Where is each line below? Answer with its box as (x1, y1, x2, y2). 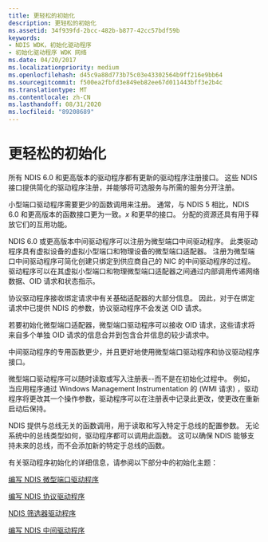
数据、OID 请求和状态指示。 (8, 276, 100, 285)
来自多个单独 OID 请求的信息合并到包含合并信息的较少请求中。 (8, 330, 214, 340)
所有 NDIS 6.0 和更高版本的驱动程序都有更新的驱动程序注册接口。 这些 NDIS (8, 172, 258, 182)
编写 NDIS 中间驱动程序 (8, 525, 85, 535)
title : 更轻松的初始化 (8, 11, 76, 20)
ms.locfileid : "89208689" (8, 108, 94, 116)
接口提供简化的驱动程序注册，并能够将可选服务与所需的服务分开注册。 (8, 183, 239, 192)
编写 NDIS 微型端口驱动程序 (8, 474, 100, 484)
